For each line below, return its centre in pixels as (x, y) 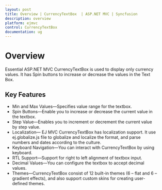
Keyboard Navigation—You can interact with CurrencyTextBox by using (83, 147)
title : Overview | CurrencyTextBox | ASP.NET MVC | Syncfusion (71, 14)
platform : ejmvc (21, 23)
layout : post (18, 9)
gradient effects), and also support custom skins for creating (73, 178)
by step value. (26, 127)
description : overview (28, 18)
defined (20, 183)
